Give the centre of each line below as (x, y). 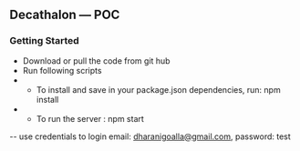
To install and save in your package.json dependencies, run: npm (158, 89)
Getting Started (44, 41)
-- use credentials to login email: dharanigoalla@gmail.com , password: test (150, 136)
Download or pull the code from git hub (96, 60)
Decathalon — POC (65, 15)
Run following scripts (62, 70)
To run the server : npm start (90, 118)
